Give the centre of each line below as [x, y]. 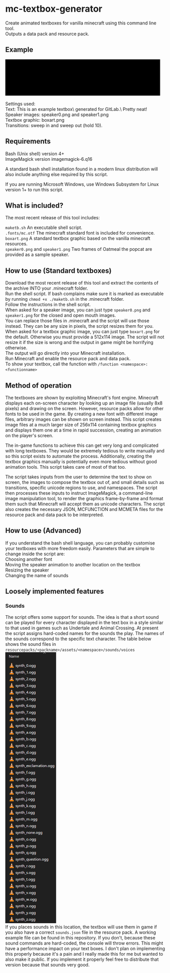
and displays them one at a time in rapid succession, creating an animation [83, 430]
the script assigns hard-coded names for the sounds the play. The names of [85, 633]
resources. [16, 244]
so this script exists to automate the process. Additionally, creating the [79, 456]
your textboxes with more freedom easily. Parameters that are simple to [80, 548]
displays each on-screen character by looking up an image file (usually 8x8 [84, 403]
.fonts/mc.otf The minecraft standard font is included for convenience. [80, 233]
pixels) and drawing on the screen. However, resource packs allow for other [84, 408]
